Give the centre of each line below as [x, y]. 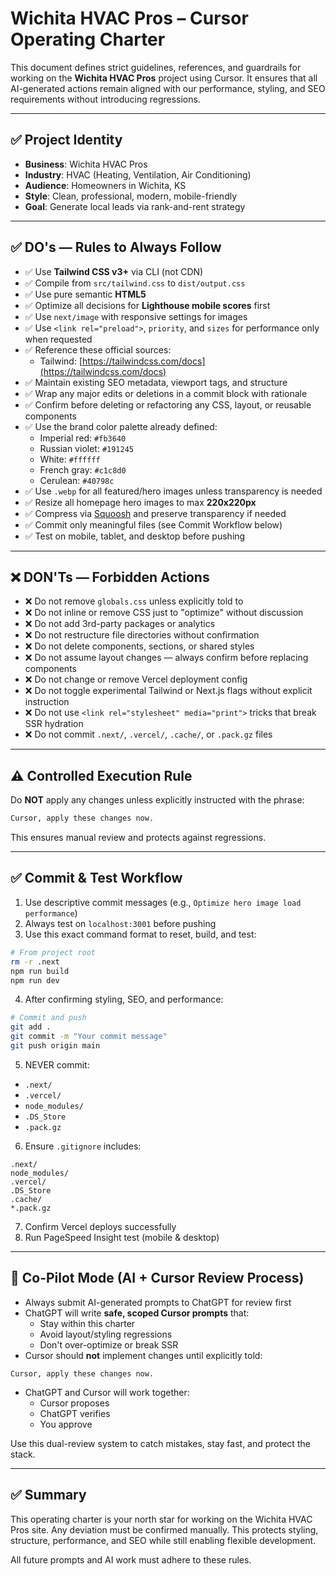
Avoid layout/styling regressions [106, 1334]
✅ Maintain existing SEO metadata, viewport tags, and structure [156, 382]
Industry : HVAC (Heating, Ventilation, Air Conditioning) [138, 174]
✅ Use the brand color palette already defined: [121, 426]
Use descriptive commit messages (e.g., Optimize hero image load [163, 902]
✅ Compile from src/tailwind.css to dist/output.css [135, 283]
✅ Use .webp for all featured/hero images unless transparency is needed [173, 491]
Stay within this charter [87, 1323]
